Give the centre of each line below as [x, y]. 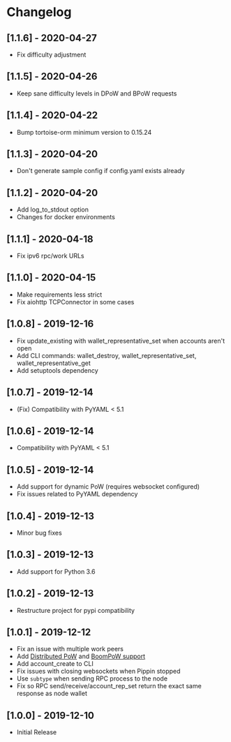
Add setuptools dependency [57, 370]
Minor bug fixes [39, 533]
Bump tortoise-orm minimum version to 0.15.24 [84, 132]
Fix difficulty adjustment [51, 54]
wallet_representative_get [54, 363]
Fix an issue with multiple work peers [70, 649]
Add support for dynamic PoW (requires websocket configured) [108, 487]
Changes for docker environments [66, 217]
